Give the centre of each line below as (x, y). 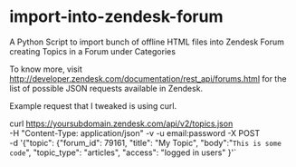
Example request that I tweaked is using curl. (93, 105)
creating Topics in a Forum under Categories (93, 51)
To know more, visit (46, 69)
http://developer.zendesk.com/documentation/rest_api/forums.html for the (148, 78)
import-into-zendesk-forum (116, 17)
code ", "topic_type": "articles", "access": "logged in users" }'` (123, 152)
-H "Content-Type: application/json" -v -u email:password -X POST (135, 133)
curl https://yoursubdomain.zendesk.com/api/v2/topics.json (121, 123)
